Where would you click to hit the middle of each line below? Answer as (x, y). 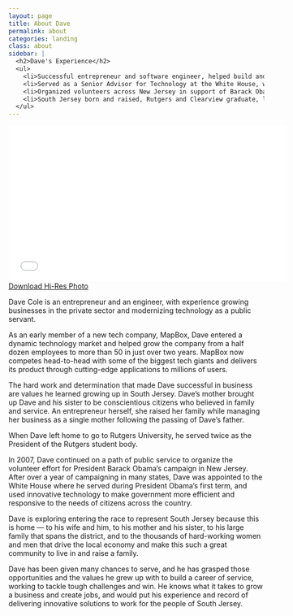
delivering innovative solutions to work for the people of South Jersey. (126, 604)
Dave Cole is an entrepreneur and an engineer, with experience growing (129, 302)
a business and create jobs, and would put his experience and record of (129, 595)
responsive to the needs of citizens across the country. (100, 503)
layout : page (30, 16)
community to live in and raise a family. (74, 553)
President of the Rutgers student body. (73, 445)
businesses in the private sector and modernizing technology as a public (130, 310)
